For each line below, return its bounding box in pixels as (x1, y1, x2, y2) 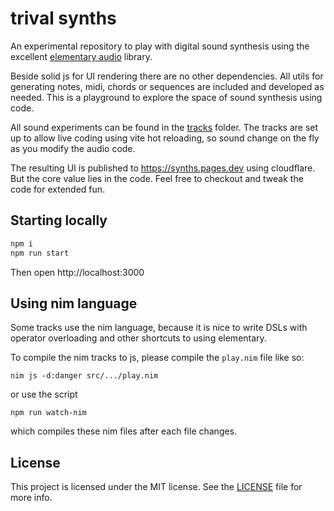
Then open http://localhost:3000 (10, 266, 145, 278)
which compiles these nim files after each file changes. (10, 425, 238, 437)
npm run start (10, 248, 70, 258)
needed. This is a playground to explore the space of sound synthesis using (10, 91, 323, 103)
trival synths (10, 7, 117, 30)
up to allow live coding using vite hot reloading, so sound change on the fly (10, 132, 320, 144)
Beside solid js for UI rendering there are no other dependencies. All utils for (10, 70, 324, 82)
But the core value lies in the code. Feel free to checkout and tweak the (10, 172, 304, 184)
